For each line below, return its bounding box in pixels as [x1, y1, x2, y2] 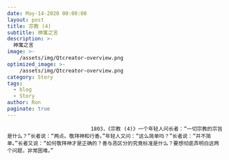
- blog [13, 86, 32, 93]
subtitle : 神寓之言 [7, 29, 59, 36]
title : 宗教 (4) [7, 23, 51, 29]
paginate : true [7, 105, 51, 112]
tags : [7, 80, 23, 87]
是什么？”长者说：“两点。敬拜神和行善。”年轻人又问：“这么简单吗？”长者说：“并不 [7, 133, 206, 139]
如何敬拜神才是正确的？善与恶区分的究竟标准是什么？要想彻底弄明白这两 [46, 139, 219, 147]
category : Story [7, 73, 53, 81]
